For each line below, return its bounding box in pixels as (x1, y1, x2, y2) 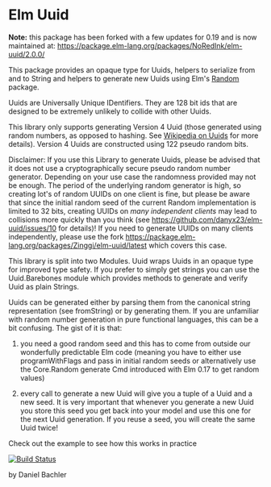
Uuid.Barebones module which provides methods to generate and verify (8, 273, 248, 283)
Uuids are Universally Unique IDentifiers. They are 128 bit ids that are (8, 98, 238, 107)
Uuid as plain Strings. (8, 281, 79, 291)
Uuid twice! (19, 422, 59, 432)
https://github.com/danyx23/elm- (152, 214, 263, 224)
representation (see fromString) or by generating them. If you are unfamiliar (8, 306, 260, 315)
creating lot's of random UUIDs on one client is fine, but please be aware (8, 189, 250, 198)
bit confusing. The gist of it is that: (8, 323, 123, 332)
